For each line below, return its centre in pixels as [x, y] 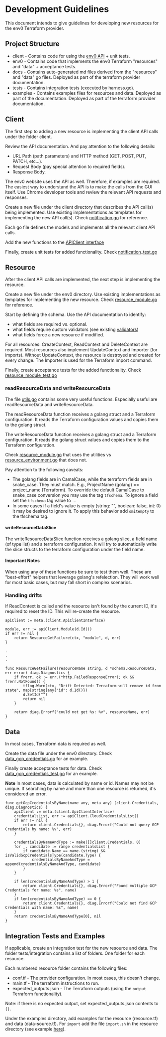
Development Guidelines [57, 9]
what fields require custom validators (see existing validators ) [75, 329]
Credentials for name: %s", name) [41, 890]
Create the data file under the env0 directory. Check [59, 753]
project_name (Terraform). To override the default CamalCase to [78, 490]
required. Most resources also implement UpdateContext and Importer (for [82, 350]
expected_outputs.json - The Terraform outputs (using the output [79, 988]
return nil [34, 699]
